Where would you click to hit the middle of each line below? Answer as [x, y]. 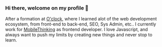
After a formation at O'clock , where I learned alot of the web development [81, 19]
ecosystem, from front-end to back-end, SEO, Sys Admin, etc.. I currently [81, 24]
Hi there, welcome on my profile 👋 [47, 8]
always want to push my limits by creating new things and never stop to [79, 35]
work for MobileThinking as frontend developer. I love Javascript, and [77, 29]
